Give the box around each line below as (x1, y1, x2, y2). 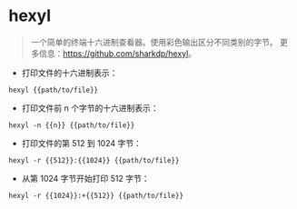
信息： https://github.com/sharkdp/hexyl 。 (38, 47, 197, 59)
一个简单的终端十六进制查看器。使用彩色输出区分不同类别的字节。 (30, 36, 278, 47)
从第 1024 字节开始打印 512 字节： (21, 173, 150, 184)
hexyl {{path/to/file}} (8, 85, 99, 95)
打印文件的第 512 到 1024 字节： (21, 137, 142, 148)
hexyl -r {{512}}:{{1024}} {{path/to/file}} (8, 155, 180, 164)
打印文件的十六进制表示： (21, 67, 118, 78)
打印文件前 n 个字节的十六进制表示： (21, 102, 159, 114)
